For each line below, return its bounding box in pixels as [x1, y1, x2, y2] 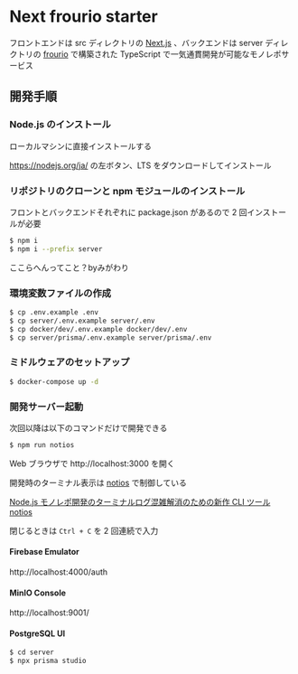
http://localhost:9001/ [9, 607, 90, 618]
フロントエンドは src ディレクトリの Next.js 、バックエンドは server [9, 37, 264, 48]
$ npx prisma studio [9, 657, 88, 666]
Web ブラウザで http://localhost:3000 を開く [9, 458, 175, 469]
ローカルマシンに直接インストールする [9, 140, 152, 151]
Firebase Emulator [9, 547, 79, 557]
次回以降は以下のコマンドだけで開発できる [9, 422, 168, 433]
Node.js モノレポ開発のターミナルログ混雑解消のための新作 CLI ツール [9, 496, 271, 507]
